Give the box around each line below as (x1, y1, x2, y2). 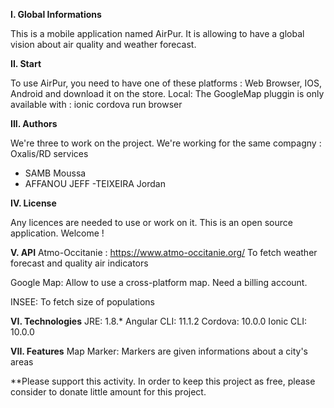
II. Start (10, 58, 42, 69)
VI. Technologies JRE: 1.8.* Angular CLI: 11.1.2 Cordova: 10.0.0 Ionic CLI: (10, 315, 308, 327)
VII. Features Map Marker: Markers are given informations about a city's (10, 345, 309, 357)
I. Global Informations (10, 9, 102, 20)
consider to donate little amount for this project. (10, 386, 207, 398)
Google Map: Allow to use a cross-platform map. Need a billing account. (10, 277, 308, 288)
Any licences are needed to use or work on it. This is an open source (10, 217, 293, 228)
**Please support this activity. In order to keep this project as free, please (10, 375, 316, 387)
